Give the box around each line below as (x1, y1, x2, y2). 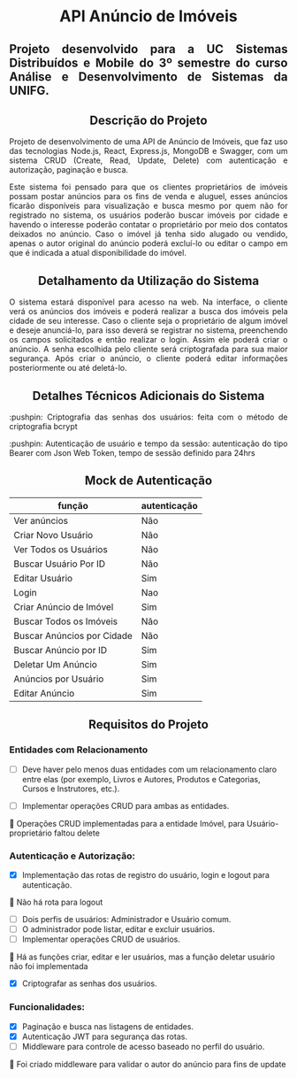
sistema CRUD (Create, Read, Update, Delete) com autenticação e (9, 155, 288, 166)
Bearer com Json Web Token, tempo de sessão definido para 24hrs (9, 448, 255, 458)
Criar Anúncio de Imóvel (13, 600, 114, 612)
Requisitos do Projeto (88, 717, 209, 732)
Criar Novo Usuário (13, 528, 94, 541)
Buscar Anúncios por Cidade (13, 629, 133, 642)
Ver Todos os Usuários (13, 543, 108, 555)
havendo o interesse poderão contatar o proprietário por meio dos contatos (9, 219, 288, 230)
